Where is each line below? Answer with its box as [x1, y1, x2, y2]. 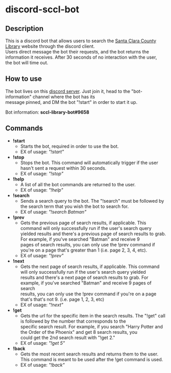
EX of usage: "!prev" [20, 252, 64, 258]
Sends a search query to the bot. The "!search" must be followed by [20, 198, 164, 204]
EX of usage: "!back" [20, 362, 65, 368]
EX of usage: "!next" [20, 301, 63, 308]
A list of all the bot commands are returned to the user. [20, 181, 136, 187]
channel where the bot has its [32, 94, 95, 100]
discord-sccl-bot [5, 4, 79, 15]
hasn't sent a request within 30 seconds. [20, 165, 106, 171]
